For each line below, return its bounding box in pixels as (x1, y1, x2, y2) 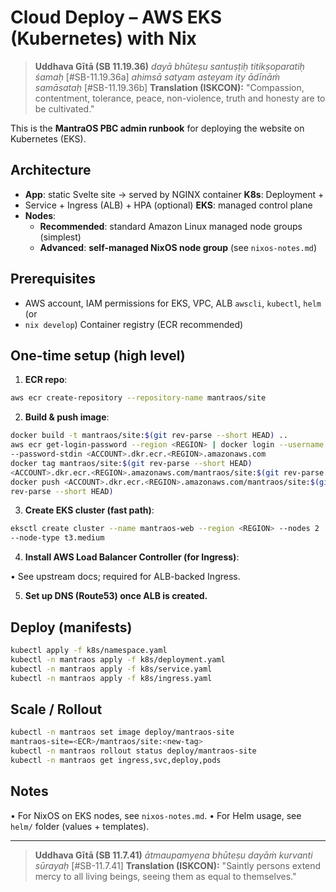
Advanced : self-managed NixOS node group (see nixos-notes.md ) (39, 241, 318, 253)
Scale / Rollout (10, 701, 103, 718)
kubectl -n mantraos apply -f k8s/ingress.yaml (10, 673, 213, 683)
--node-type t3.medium (10, 533, 105, 543)
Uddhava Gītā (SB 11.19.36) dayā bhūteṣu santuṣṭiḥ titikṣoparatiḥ (34, 60, 305, 72)
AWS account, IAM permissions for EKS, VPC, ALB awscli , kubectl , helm (24, 297, 322, 309)
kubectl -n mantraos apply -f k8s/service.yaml (10, 664, 213, 674)
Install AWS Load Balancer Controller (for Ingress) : (24, 551, 240, 563)
